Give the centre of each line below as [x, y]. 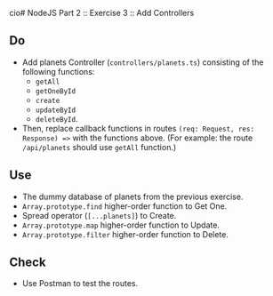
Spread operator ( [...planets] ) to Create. [99, 215]
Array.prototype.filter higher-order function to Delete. [125, 234]
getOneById [56, 91]
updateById [56, 110]
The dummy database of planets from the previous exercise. [132, 196]
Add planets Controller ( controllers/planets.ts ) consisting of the [143, 62]
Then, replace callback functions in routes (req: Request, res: [138, 128]
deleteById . [56, 118]
